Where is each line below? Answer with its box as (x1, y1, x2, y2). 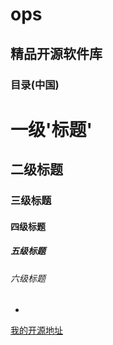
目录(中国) (10, 78, 60, 92)
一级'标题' (10, 118, 93, 141)
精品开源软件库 (10, 45, 103, 62)
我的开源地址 (10, 324, 63, 337)
